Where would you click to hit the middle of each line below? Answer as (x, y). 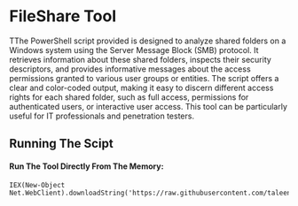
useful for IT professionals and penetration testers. (102, 116)
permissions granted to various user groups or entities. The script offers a (144, 78)
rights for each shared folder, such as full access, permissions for (129, 97)
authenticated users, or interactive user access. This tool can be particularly (149, 106)
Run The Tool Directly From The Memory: (86, 166)
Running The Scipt (61, 144)
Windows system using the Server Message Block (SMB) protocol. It (134, 50)
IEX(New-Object (37, 185)
